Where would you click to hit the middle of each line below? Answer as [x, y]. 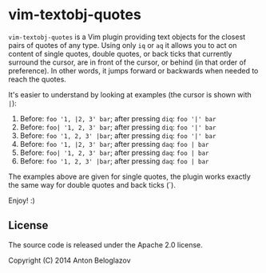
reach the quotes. [37, 79]
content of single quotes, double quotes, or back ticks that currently [120, 53]
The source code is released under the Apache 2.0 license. [106, 244]
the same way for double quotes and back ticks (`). [92, 184]
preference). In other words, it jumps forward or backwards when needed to [133, 70]
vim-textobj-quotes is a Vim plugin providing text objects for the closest [127, 37]
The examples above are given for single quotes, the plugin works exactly [130, 176]
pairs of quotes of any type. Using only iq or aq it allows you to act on [123, 45]
